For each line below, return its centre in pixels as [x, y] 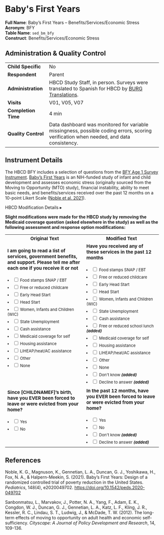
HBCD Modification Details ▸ [33, 207]
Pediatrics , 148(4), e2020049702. [39, 488]
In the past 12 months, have [117, 391]
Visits [14, 103]
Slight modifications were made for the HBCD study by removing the [76, 217]
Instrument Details [34, 160]
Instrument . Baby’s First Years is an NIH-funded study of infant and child [78, 177]
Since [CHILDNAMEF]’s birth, [40, 392]
